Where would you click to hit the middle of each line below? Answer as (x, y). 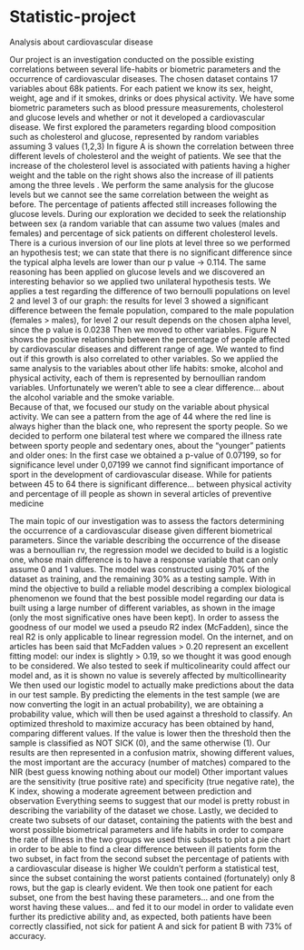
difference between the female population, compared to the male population (152, 310)
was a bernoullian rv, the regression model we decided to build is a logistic (149, 549)
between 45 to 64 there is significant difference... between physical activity (151, 484)
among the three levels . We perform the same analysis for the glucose (142, 184)
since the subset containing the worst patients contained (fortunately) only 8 (152, 877)
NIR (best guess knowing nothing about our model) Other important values (149, 772)
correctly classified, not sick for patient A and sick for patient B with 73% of (151, 926)
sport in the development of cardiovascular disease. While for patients (141, 474)
